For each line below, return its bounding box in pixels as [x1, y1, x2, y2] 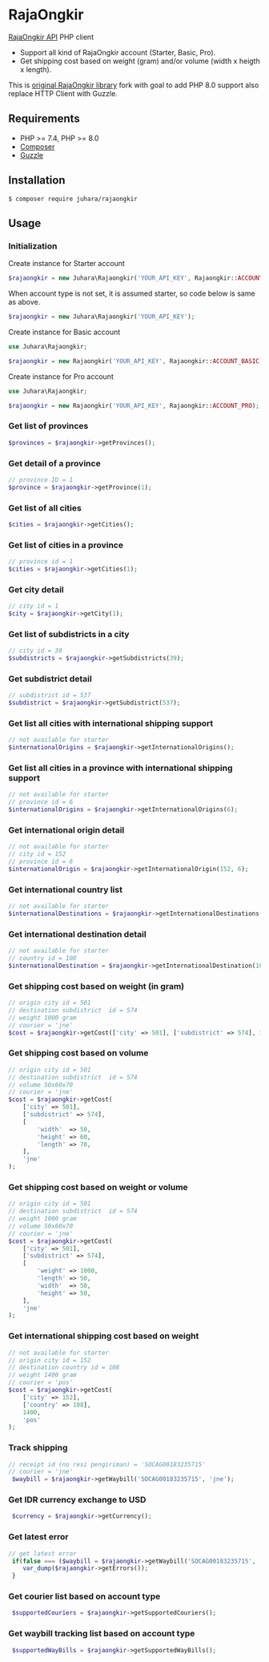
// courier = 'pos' [8, 1378, 74, 1387]
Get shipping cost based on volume [8, 1047, 149, 1059]
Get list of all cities [8, 502, 82, 514]
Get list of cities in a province [8, 539, 124, 551]
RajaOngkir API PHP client [8, 32, 94, 42]
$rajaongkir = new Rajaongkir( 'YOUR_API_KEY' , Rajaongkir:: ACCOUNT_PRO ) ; [8, 401, 260, 409]
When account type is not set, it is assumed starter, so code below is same [8, 288, 255, 298]
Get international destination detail [8, 928, 147, 939]
